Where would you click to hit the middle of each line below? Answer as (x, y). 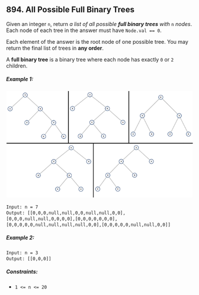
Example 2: (20, 238)
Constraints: (22, 272)
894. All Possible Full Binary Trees (70, 10)
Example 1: (20, 79)
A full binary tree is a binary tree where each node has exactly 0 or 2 (90, 59)
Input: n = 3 (22, 253)
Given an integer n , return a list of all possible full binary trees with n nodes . (99, 24)
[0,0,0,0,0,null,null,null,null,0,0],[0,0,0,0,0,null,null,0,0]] (88, 225)
